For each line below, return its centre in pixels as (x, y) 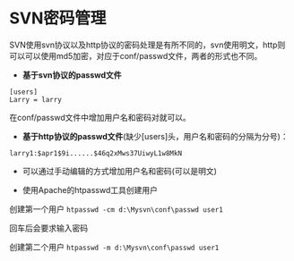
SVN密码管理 (58, 18)
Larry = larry (36, 99)
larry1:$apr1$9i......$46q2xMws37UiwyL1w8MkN (95, 153)
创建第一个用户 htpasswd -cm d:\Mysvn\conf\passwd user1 (117, 209)
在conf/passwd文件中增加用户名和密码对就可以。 (100, 117)
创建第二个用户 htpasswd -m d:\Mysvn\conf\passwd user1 (114, 247)
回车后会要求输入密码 (48, 228)
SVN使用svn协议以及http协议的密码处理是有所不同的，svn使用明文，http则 (147, 45)
